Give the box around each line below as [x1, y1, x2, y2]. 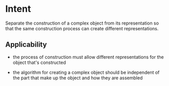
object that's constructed [12, 59, 67, 66]
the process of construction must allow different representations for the [12, 54, 164, 60]
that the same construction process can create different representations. [5, 25, 159, 31]
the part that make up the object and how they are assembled [12, 75, 143, 81]
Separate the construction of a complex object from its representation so [5, 20, 159, 26]
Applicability [5, 40, 47, 49]
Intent [5, 3, 31, 15]
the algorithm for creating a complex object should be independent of [12, 69, 160, 75]
